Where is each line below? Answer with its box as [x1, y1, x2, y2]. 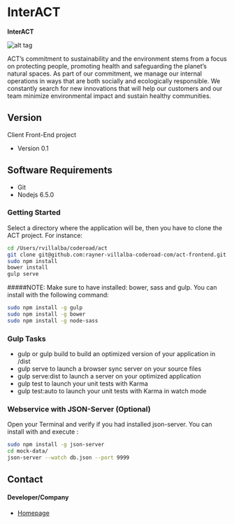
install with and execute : [7, 427, 79, 436]
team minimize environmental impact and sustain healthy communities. [7, 92, 212, 100]
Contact [7, 474, 43, 486]
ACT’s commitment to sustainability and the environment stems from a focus [7, 54, 227, 63]
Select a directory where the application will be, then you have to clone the [7, 223, 222, 232]
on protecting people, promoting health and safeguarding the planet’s [7, 62, 207, 70]
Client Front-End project [7, 130, 77, 139]
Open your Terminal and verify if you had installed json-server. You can [7, 420, 212, 429]
